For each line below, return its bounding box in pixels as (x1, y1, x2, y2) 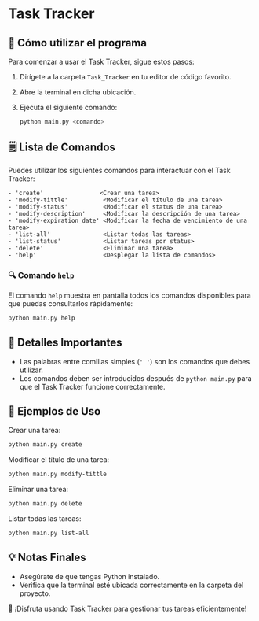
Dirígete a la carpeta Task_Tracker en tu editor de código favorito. (19, 72, 232, 81)
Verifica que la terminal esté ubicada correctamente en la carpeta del (19, 580, 244, 590)
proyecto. (19, 588, 51, 598)
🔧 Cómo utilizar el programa (8, 36, 148, 50)
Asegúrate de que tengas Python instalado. (19, 571, 160, 581)
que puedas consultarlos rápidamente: (8, 298, 133, 308)
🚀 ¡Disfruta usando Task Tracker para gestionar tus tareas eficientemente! (8, 604, 247, 613)
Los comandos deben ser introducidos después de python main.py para (19, 373, 253, 383)
